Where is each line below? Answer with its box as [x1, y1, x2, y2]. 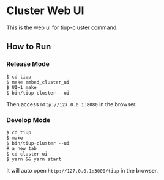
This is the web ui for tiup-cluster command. [6, 24, 118, 31]
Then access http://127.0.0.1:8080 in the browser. [6, 100, 137, 107]
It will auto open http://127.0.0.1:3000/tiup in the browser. [6, 167, 158, 174]
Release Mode [6, 60, 50, 68]
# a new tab [6, 145, 37, 151]
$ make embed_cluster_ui [6, 79, 70, 85]
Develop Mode [6, 115, 51, 124]
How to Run [6, 41, 51, 52]
